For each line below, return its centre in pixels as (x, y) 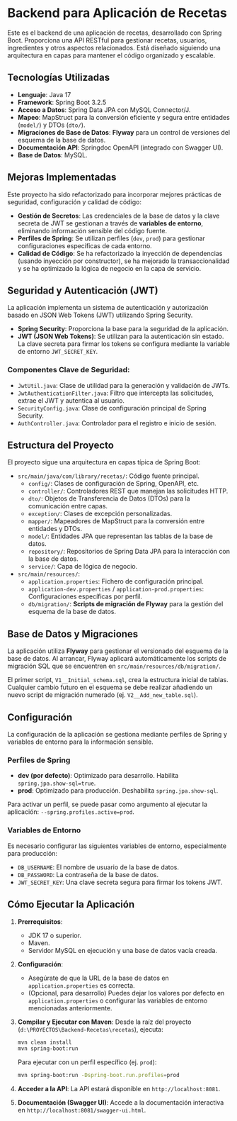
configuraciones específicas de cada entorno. (85, 245)
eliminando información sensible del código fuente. (92, 230)
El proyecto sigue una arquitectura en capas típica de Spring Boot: (104, 462)
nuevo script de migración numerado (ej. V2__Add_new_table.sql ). (103, 695)
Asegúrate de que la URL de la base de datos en (99, 978)
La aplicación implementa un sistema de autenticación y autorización (108, 308)
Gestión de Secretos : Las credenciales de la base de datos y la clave (118, 216)
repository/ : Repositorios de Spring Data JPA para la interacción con (129, 552)
